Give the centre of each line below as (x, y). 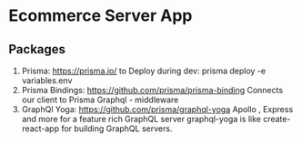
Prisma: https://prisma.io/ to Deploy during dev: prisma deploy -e (143, 71)
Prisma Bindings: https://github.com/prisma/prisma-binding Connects (152, 90)
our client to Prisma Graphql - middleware (100, 100)
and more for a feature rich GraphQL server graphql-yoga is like (141, 119)
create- (277, 119)
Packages (37, 49)
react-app (40, 129)
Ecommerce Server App (101, 16)
